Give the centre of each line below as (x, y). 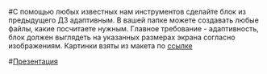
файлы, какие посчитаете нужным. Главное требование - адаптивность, (134, 29)
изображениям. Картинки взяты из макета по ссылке (100, 46)
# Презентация (33, 61)
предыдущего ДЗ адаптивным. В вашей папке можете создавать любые (134, 20)
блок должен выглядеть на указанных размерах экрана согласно (122, 37)
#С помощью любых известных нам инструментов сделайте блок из (127, 12)
